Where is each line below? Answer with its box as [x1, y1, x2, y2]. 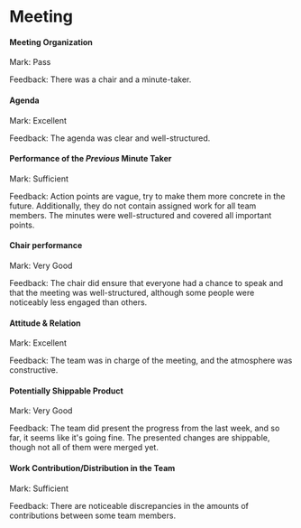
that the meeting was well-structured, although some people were [9, 287, 255, 298]
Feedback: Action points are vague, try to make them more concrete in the [9, 190, 286, 201]
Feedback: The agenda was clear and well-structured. [9, 133, 211, 144]
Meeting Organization [9, 36, 93, 47]
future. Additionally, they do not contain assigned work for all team [9, 200, 257, 211]
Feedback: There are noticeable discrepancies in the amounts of [9, 500, 250, 511]
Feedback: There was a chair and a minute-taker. [9, 74, 192, 85]
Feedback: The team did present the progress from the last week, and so [9, 422, 280, 434]
